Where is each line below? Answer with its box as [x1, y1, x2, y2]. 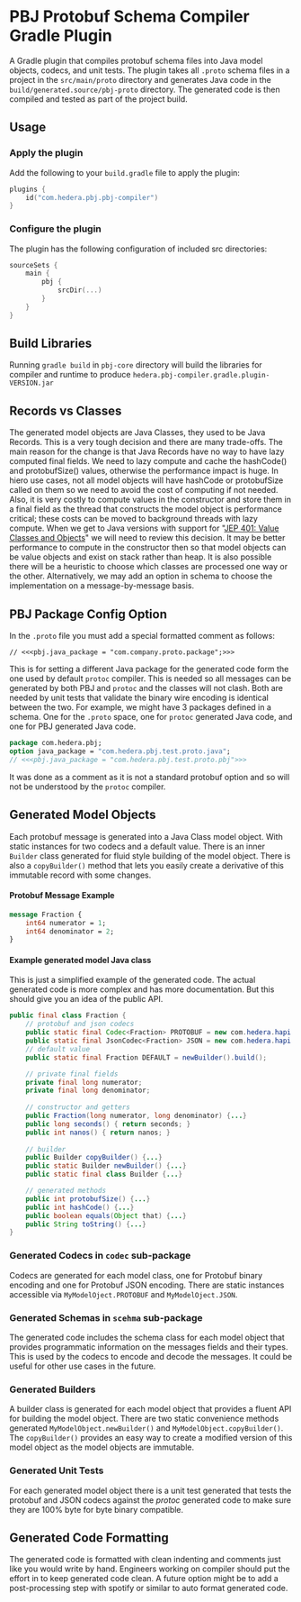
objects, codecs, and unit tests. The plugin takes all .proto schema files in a [9, 65, 290, 76]
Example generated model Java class [9, 954, 152, 965]
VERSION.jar [9, 378, 54, 388]
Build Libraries [9, 336, 93, 351]
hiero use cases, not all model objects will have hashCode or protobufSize [9, 475, 284, 486]
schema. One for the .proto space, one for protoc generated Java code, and [9, 712, 293, 723]
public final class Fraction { [9, 1011, 127, 1020]
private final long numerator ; [25, 1078, 143, 1087]
